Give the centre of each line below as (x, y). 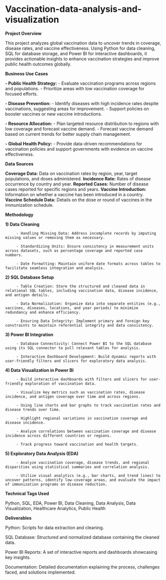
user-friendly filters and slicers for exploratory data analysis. (76, 361)
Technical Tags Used (27, 493)
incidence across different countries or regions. (58, 435)
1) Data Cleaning (22, 224)
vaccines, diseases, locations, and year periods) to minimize (72, 308)
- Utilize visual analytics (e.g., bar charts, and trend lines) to (88, 475)
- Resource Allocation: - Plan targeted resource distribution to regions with (82, 123)
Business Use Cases (27, 73)
